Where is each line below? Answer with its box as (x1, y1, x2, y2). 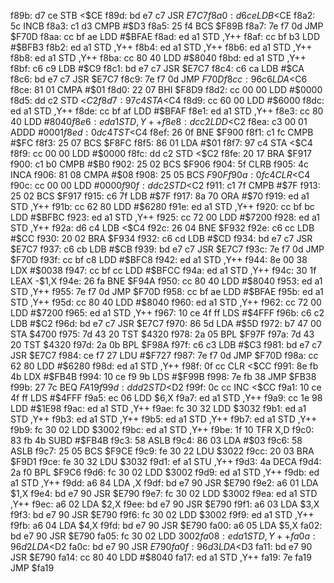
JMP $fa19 (10, 562, 55, 574)
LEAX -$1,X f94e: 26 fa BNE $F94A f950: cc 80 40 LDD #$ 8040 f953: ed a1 (10, 275, 323, 287)
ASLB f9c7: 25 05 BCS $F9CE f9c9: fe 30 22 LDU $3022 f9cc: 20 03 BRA (10, 445, 315, 457)
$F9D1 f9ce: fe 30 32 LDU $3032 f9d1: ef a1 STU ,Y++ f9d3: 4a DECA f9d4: (10, 456, 322, 467)
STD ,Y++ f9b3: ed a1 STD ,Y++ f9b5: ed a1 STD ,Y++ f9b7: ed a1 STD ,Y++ (10, 413, 318, 425)
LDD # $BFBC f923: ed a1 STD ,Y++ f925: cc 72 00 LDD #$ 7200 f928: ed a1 (10, 211, 321, 223)
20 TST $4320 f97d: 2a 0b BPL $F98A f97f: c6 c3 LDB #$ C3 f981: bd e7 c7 (10, 339, 323, 350)
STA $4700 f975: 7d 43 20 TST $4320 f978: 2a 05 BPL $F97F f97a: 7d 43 (10, 328, 315, 340)
